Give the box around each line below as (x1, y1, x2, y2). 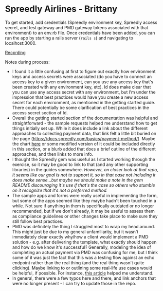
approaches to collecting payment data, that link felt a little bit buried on (12, 130, 157, 136)
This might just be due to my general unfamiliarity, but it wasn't (12, 229, 139, 235)
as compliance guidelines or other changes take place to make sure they (12, 213, 158, 219)
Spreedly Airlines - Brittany (5, 3, 118, 15)
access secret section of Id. (12, 109, 68, 115)
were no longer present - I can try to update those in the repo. (12, 280, 137, 286)
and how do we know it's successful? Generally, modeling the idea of (12, 244, 151, 250)
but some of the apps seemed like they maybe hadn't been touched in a (12, 198, 157, 203)
